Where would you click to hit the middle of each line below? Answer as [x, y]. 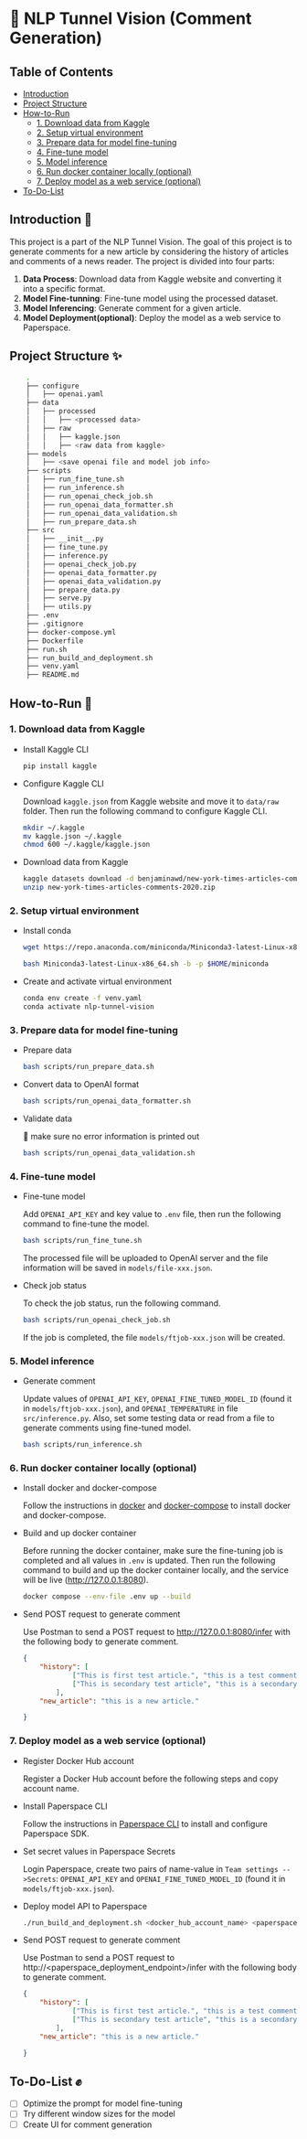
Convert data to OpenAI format [81, 1085]
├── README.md [53, 675]
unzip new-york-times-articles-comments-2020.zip [119, 888]
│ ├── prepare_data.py [73, 590]
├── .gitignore [55, 624]
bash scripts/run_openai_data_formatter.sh [107, 1101]
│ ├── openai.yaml [65, 394]
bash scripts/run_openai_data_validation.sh [109, 1153]
